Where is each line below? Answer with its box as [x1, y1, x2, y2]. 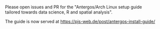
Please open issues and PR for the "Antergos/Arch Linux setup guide [5, 4, 142, 10]
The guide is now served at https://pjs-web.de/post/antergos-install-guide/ [5, 19, 156, 24]
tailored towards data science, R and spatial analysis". [5, 9, 113, 15]
